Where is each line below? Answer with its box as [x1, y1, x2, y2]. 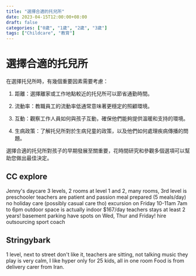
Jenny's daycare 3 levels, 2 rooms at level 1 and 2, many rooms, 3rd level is [6, 187, 187, 194]
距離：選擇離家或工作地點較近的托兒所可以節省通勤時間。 [14, 90, 153, 97]
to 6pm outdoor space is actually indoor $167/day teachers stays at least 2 [6, 206, 185, 213]
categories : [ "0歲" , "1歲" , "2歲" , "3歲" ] [6, 25, 107, 31]
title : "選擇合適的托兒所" [6, 8, 65, 15]
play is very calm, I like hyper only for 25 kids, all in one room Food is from [6, 257, 185, 264]
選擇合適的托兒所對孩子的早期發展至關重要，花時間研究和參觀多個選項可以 [6, 147, 185, 154]
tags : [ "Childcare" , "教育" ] [6, 30, 75, 36]
